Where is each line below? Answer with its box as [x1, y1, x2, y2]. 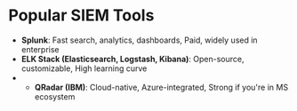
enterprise [20, 44, 60, 54]
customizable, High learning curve [20, 63, 148, 74]
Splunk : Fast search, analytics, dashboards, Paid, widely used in [20, 35, 259, 45]
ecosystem [34, 91, 76, 102]
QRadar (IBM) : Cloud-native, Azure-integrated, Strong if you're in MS [34, 82, 289, 92]
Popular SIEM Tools [8, 5, 155, 26]
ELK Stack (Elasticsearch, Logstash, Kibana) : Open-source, [20, 53, 245, 64]
